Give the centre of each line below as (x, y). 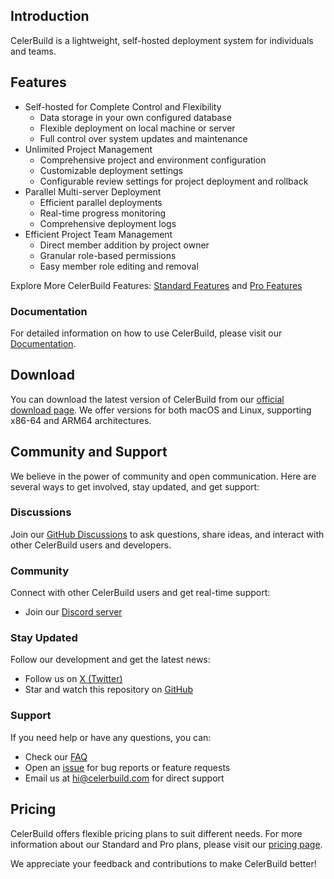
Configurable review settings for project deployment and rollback (174, 181)
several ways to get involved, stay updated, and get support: (135, 486)
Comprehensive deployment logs (108, 223)
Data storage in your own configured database (135, 117)
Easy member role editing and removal (119, 266)
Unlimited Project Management (88, 149)
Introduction (50, 16)
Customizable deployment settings (111, 170)
